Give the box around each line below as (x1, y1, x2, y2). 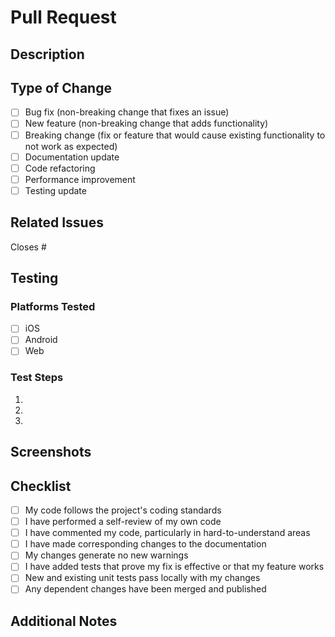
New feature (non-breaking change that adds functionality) (24, 117, 269, 130)
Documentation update (24, 151, 120, 163)
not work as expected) (24, 140, 118, 152)
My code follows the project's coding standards (24, 504, 222, 516)
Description (10, 46, 85, 63)
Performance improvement (24, 173, 136, 185)
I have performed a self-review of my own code (24, 516, 222, 528)
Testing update (24, 184, 87, 196)
